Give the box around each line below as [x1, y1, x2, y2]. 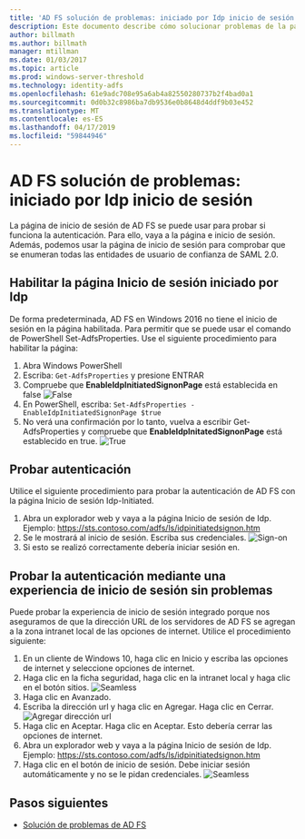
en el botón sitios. [22, 682, 90, 693]
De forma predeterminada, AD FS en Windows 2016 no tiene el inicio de [9, 313, 278, 324]
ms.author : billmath [9, 38, 88, 48]
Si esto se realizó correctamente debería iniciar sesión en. [22, 542, 241, 553]
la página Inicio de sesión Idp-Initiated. [9, 496, 154, 507]
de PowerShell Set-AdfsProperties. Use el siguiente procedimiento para [9, 332, 277, 343]
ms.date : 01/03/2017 [9, 55, 88, 64]
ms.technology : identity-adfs [9, 81, 124, 90]
